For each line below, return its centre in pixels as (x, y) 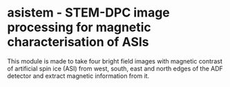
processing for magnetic (79, 27)
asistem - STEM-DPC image (89, 13)
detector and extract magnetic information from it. (78, 76)
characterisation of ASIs (78, 42)
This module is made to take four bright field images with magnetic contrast (115, 61)
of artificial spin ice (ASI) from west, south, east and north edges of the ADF (115, 68)
